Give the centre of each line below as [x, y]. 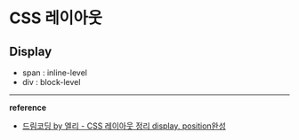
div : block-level [51, 82]
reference [28, 108]
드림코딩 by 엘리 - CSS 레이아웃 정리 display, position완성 [124, 126]
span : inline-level [54, 73]
